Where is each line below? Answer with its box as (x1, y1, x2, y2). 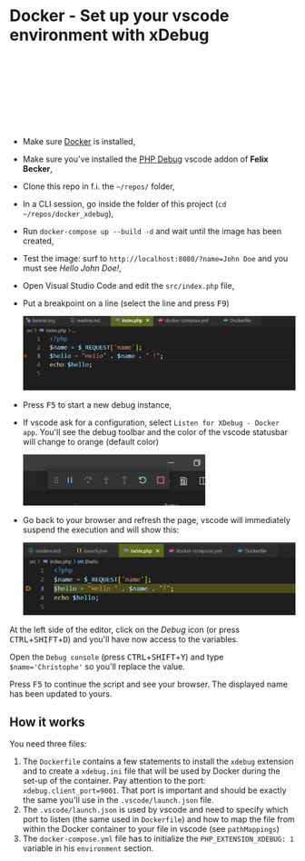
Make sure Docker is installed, (22, 135, 136, 146)
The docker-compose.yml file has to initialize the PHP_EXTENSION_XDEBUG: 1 (22, 833, 295, 845)
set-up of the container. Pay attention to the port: (22, 776, 206, 787)
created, (22, 235, 54, 246)
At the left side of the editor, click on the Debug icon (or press (9, 624, 241, 635)
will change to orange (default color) (22, 436, 160, 447)
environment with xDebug (9, 25, 210, 45)
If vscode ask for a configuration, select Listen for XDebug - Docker (22, 417, 280, 428)
